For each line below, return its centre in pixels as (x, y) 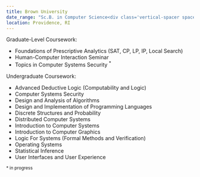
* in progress (19, 168)
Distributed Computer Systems (53, 119)
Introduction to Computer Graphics (57, 132)
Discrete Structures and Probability (58, 113)
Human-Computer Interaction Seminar (62, 58)
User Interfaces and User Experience (60, 157)
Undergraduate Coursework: (41, 76)
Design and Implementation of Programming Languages (83, 107)
